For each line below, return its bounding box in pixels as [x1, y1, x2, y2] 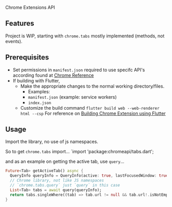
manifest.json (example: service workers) [28, 94, 117, 100]
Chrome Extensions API [5, 5, 55, 10]
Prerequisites [5, 53, 49, 62]
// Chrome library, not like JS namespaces [10, 178, 104, 183]
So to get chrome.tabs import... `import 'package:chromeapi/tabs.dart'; [5, 149, 154, 155]
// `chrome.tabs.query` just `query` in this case [10, 183, 120, 188]
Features [5, 19, 34, 28]
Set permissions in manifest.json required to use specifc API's [12, 67, 145, 73]
